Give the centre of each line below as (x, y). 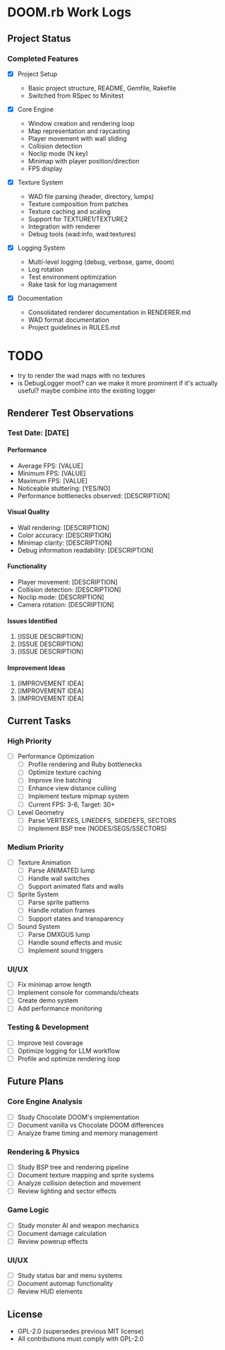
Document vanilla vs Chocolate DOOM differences (91, 1125)
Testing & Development (48, 1027)
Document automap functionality (65, 1283)
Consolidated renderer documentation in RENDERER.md (109, 313)
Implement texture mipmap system (78, 796)
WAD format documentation (68, 320)
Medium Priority (36, 847)
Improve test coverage (50, 1043)
